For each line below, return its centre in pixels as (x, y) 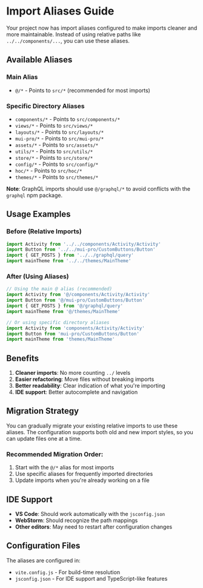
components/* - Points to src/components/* (68, 119)
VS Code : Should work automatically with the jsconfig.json (90, 514)
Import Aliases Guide (60, 11)
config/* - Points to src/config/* (57, 164)
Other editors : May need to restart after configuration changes (94, 527)
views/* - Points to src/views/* (54, 125)
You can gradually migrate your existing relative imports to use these (92, 426)
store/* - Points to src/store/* (54, 157)
